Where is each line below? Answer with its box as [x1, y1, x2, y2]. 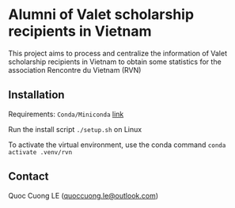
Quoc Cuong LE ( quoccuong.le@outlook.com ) [8, 191, 159, 200]
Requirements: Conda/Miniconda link [8, 109, 124, 119]
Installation [8, 89, 65, 102]
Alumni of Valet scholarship [8, 6, 195, 24]
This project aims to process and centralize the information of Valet [8, 48, 228, 58]
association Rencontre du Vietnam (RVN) [8, 65, 142, 74]
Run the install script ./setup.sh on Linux [8, 124, 142, 134]
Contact [8, 170, 49, 183]
